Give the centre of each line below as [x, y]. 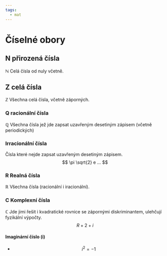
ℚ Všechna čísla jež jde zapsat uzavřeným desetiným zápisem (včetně [79, 124]
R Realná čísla [23, 175]
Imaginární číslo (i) [25, 237]
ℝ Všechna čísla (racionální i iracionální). [47, 187]
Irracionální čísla [26, 143]
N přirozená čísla [32, 59]
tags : [11, 10]
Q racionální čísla [27, 113]
